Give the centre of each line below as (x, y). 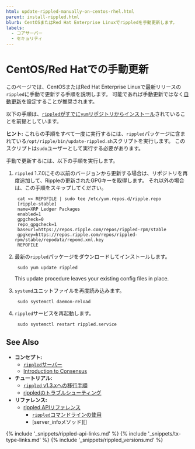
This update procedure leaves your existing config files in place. (92, 278)
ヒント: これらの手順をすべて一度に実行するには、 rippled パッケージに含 (93, 133)
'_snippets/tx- (164, 433)
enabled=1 (29, 214)
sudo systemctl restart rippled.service (67, 324)
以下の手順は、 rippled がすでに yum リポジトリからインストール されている (93, 114)
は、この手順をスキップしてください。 (60, 187)
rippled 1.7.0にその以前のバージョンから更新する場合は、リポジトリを (98, 173)
